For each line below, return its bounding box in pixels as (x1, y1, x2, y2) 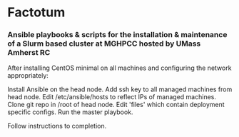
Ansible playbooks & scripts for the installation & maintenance (7, 30, 228, 40)
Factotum (7, 4, 66, 21)
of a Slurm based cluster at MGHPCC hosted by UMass (7, 39, 201, 49)
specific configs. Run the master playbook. (7, 108, 133, 116)
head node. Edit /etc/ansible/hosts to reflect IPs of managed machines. (7, 93, 216, 101)
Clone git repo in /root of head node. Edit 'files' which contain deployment (7, 101, 225, 109)
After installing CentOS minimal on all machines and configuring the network (7, 64, 232, 72)
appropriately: (7, 71, 49, 80)
